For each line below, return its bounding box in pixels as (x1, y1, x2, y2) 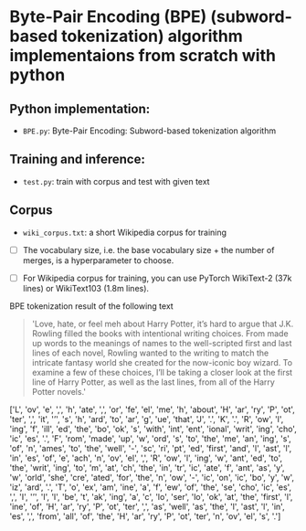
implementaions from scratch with (9, 46, 277, 66)
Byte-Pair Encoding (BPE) (9, 6, 207, 27)
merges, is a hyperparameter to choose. (22, 254, 174, 266)
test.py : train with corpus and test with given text (22, 175, 210, 186)
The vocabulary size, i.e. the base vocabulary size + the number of (22, 244, 275, 255)
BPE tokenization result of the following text (9, 300, 174, 312)
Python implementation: (9, 101, 151, 116)
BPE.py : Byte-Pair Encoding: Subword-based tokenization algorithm (22, 125, 277, 136)
